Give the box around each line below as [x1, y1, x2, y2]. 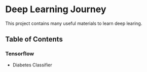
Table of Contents [5, 35, 63, 44]
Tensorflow [5, 50, 34, 57]
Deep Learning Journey [5, 4, 106, 15]
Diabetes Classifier [12, 62, 52, 68]
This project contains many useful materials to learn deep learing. [5, 20, 142, 26]
